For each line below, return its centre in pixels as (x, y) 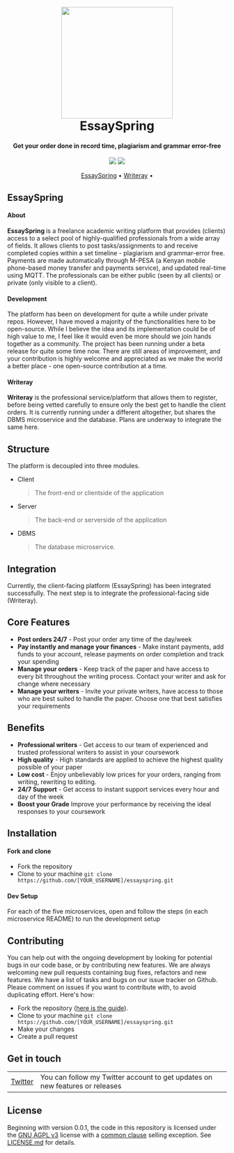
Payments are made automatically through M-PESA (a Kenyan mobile (106, 260)
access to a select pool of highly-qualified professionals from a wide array (114, 238)
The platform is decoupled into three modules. (74, 466)
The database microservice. (75, 547)
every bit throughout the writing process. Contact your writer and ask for (122, 676)
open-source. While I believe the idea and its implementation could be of (111, 329)
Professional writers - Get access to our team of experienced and (112, 744)
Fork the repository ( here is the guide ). (73, 1008)
